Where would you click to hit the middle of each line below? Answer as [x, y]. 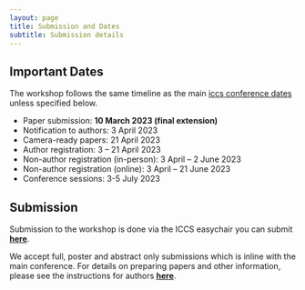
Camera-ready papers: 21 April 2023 [91, 140]
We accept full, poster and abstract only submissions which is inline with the [152, 256]
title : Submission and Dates [65, 26]
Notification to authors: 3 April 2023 [90, 130]
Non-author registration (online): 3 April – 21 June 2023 [126, 169]
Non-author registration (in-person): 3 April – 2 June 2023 [132, 159]
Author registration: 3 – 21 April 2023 [91, 150]
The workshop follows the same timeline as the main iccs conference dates [151, 94]
